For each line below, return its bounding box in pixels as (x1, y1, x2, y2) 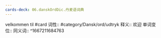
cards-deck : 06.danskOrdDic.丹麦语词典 (5, 7, 84, 12)
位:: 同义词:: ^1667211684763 (5, 28, 64, 34)
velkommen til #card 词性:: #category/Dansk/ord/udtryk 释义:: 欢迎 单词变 (5, 21, 156, 27)
